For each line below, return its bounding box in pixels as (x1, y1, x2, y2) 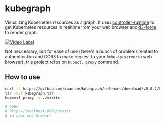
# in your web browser (5, 113, 52, 118)
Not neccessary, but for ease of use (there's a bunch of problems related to (5, 49, 158, 54)
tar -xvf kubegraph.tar (5, 91, 54, 96)
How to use (5, 73, 40, 81)
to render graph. (5, 29, 38, 35)
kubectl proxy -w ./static (5, 95, 60, 100)
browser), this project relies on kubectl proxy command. (5, 59, 119, 65)
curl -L (5, 86, 21, 91)
